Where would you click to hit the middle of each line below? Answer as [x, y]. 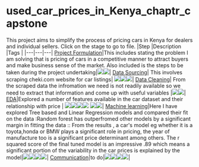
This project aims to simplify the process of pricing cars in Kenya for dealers [99, 40]
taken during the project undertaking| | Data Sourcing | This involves [94, 72]
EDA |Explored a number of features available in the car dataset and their [94, 99]
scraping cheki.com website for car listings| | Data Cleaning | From [96, 79]
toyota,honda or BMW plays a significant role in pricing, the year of [88, 131]
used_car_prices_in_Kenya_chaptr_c [99, 11]
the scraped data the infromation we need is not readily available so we [94, 86]
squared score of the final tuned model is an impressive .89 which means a [98, 144]
